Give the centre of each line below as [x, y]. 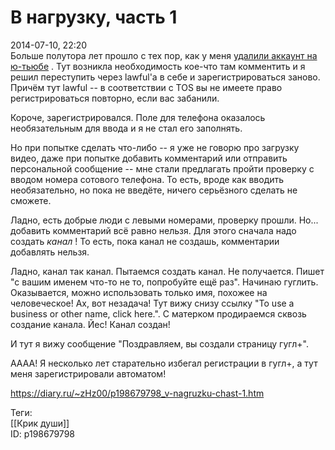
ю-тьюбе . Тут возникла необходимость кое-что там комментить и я [158, 66]
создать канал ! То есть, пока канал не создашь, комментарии [145, 241]
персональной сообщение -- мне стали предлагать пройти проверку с [162, 168]
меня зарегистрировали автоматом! [88, 373]
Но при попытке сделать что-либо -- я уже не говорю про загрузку [155, 147]
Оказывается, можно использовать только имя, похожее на [139, 292]
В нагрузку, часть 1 [94, 17]
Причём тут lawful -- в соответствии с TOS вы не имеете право [146, 87]
